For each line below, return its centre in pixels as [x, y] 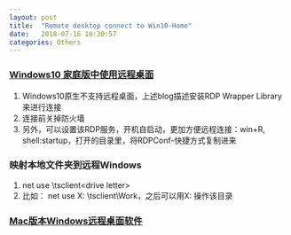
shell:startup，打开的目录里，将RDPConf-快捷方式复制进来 [129, 140]
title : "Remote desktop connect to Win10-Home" [101, 26]
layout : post [33, 17]
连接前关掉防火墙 [53, 118]
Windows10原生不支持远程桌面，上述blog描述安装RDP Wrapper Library [152, 96]
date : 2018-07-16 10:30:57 [63, 34]
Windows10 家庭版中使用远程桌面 [82, 74]
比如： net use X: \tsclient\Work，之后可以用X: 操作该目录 [127, 195]
